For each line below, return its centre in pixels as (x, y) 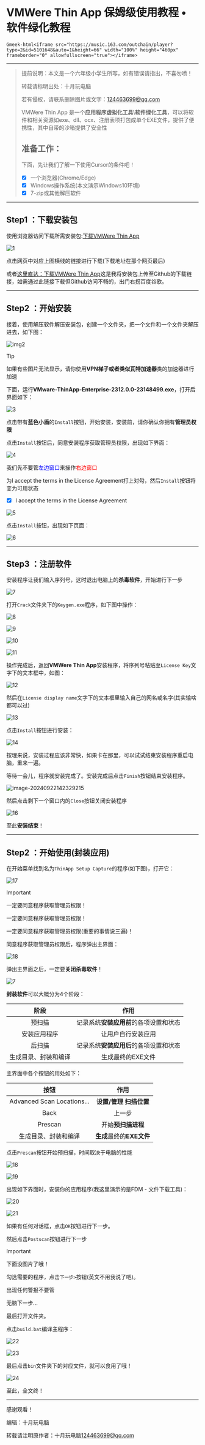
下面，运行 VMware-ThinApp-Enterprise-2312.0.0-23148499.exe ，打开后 (101, 389)
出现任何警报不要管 (31, 1290)
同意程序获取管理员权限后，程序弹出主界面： (63, 945)
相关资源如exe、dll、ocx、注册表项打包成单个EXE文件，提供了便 (113, 119)
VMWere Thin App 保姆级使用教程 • (96, 13)
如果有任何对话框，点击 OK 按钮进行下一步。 (60, 1226)
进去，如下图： (25, 332)
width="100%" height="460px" (142, 50)
